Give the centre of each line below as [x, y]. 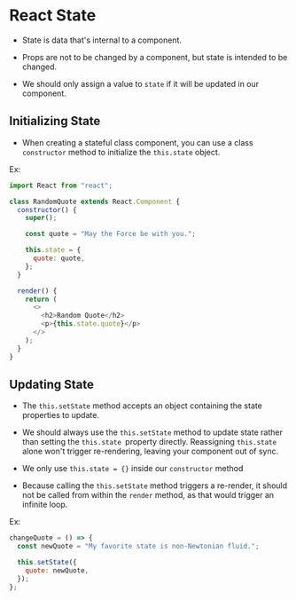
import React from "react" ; [61, 186]
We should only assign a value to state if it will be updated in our [140, 83]
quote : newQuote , [57, 570]
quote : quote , [59, 258]
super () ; [41, 218]
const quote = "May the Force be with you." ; [111, 234]
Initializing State [55, 121]
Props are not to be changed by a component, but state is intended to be [155, 57]
